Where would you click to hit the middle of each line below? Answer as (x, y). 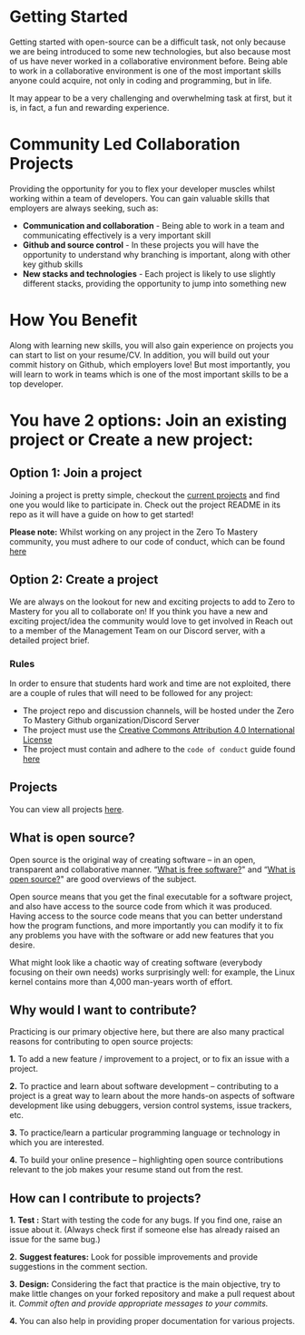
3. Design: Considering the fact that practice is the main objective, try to (145, 1284)
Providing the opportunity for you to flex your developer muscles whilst (142, 189)
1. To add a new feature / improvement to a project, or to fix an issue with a (149, 1059)
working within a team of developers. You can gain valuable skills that (140, 198)
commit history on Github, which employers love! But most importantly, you (150, 364)
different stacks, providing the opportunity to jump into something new (155, 283)
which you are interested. (57, 1143)
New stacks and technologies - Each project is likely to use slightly (149, 273)
